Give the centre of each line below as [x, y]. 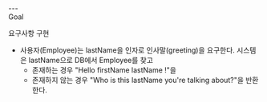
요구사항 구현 [29, 33]
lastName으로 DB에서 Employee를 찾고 [91, 60]
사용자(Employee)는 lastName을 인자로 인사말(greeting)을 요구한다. [127, 50]
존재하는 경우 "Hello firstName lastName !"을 [104, 70]
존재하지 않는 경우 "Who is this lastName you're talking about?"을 [138, 80]
